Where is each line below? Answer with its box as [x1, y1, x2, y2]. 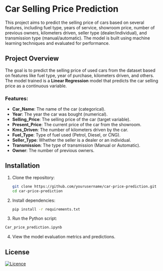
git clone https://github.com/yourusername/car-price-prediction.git [12, 184, 157, 189]
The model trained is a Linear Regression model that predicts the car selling [5, 77, 159, 83]
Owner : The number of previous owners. [12, 148, 95, 154]
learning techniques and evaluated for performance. [5, 40, 110, 46]
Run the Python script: [12, 215, 58, 221]
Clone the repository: [12, 174, 55, 180]
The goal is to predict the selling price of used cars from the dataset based [5, 67, 156, 73]
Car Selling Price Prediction [5, 3, 119, 15]
